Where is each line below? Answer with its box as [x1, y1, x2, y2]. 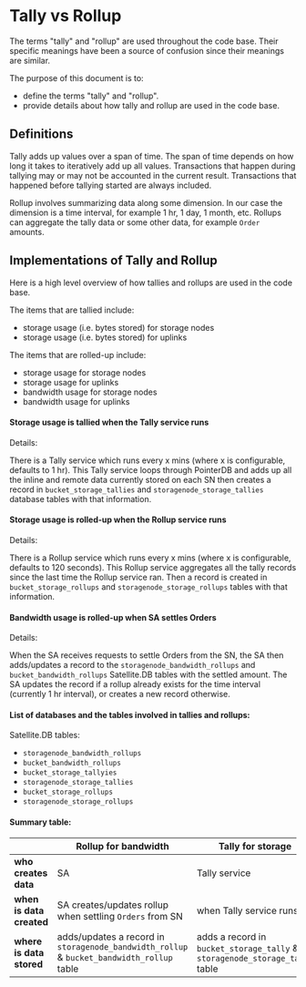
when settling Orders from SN [56, 910, 184, 922]
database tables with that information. [9, 493, 152, 504]
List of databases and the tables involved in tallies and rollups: [9, 709, 250, 720]
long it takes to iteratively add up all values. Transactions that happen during [9, 160, 296, 171]
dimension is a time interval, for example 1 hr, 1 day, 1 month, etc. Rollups [9, 207, 282, 218]
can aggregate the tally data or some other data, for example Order [9, 216, 260, 228]
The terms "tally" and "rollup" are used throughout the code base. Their [9, 36, 280, 46]
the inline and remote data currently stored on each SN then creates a [9, 474, 271, 485]
